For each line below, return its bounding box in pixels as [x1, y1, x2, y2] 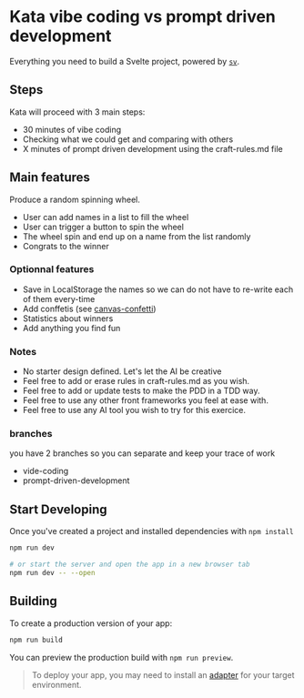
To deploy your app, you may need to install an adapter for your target [31, 669, 295, 680]
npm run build [9, 635, 64, 644]
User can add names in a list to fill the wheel [22, 211, 189, 222]
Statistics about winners [22, 312, 114, 324]
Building [9, 593, 57, 609]
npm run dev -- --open [9, 569, 96, 578]
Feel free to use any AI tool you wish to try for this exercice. [22, 405, 247, 416]
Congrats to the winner [22, 240, 109, 251]
